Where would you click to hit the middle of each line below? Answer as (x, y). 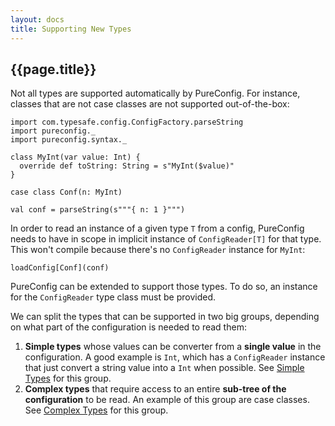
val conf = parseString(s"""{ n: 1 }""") (98, 210)
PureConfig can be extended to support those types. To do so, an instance (164, 287)
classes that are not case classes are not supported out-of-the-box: (150, 104)
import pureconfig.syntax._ (69, 140)
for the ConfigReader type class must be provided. (113, 297)
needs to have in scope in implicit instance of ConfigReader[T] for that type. (166, 239)
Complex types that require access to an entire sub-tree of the (155, 389)
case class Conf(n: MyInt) (66, 192)
